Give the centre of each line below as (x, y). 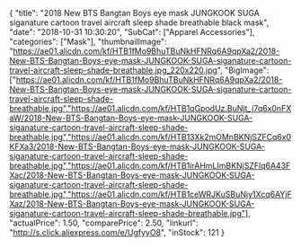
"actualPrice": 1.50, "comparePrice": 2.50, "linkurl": (104, 223)
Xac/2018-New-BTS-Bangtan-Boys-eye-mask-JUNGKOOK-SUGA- (132, 175)
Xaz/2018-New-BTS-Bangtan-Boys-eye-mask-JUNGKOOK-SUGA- (132, 204)
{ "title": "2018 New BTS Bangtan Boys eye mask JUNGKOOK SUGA (135, 13)
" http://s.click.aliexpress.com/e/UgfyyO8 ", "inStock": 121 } (117, 232)
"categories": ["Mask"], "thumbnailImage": (88, 41)
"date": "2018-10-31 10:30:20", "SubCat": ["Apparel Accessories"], (132, 32)
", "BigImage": (243, 70)
